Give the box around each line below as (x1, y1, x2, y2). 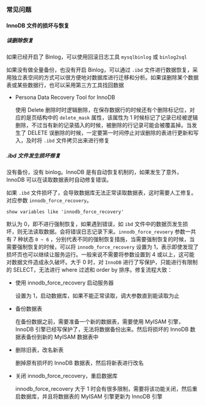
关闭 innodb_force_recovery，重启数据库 (15, 372, 118, 380)
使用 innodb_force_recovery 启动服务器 (15, 279, 114, 286)
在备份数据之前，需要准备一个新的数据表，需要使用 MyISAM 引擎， (15, 318, 184, 325)
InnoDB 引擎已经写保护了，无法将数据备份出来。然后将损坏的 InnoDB (15, 325, 189, 333)
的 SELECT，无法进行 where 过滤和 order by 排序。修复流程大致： (6, 266, 173, 274)
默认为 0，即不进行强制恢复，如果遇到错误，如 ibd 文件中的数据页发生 (6, 220, 183, 228)
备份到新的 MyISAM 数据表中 (26, 333, 99, 341)
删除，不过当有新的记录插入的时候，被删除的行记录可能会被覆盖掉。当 (15, 121, 192, 129)
